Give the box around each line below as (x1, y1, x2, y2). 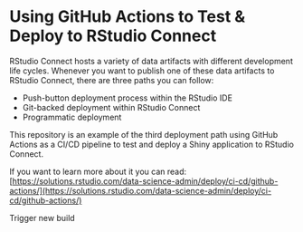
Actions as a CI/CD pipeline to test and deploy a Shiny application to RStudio (9, 139, 294, 150)
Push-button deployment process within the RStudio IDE (22, 92, 233, 103)
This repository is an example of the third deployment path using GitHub (9, 129, 279, 140)
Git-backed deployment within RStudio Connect (22, 101, 201, 112)
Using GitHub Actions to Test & (9, 6, 246, 27)
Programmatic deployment (22, 111, 122, 122)
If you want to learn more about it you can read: (9, 166, 187, 177)
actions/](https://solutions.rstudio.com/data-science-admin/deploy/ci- (9, 185, 272, 196)
